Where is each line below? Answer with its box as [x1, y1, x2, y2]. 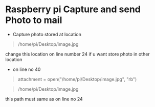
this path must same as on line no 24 [5, 96, 83, 102]
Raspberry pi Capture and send [5, 4, 141, 15]
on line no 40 [12, 66, 41, 72]
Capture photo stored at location [12, 31, 82, 37]
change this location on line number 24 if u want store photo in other [5, 51, 150, 57]
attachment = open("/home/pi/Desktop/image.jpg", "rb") [17, 76, 137, 82]
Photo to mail [5, 14, 62, 26]
